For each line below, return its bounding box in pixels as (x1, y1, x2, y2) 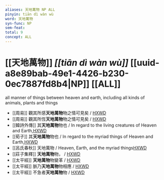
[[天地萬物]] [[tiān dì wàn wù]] (5, 57, 129, 69)
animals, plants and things (5, 100, 58, 105)
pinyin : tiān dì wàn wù (5, 12, 54, 17)
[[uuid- (130, 57, 160, 69)
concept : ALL (5, 35, 32, 40)
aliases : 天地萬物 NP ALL (5, 7, 55, 12)
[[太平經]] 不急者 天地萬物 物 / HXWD (12, 169, 85, 175)
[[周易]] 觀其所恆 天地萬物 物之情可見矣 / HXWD (12, 116, 107, 122)
